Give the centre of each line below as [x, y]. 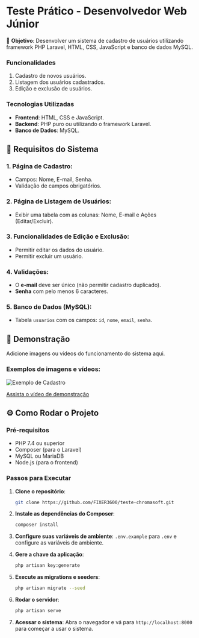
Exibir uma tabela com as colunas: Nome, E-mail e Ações [86, 215]
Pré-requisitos [28, 430]
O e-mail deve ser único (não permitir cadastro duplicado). [88, 285]
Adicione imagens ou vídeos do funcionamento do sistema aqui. [86, 353]
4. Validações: [28, 271]
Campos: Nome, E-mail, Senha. [54, 180]
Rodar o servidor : [37, 599]
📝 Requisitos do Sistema [52, 149]
